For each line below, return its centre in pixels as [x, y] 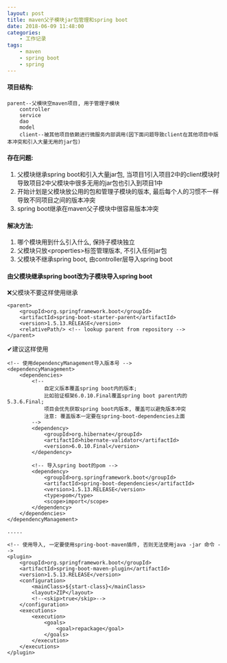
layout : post [26, 13]
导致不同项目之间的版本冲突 [56, 200]
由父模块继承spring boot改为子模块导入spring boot [80, 276]
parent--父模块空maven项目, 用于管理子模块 [63, 103]
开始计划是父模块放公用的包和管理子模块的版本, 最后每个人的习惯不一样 [118, 192]
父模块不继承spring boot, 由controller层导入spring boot [95, 259]
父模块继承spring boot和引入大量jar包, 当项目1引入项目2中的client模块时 [118, 175]
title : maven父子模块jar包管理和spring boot [68, 20]
